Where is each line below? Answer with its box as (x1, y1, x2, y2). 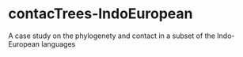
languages (41, 39, 76, 48)
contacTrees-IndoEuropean (8, 5, 193, 23)
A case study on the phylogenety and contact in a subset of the (8, 31, 216, 40)
